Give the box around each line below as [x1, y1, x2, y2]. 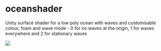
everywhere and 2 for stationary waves [5, 30, 87, 36]
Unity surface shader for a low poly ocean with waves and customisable [5, 20, 156, 26]
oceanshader [5, 3, 62, 15]
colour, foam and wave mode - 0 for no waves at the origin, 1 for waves [5, 25, 154, 31]
